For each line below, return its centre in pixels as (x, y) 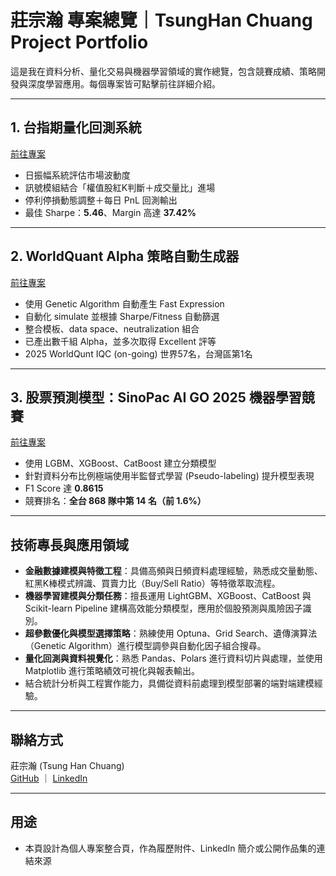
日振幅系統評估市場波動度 (77, 175)
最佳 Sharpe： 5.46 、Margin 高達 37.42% (110, 212)
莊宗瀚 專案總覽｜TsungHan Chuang (161, 20)
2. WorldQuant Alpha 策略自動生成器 (125, 256)
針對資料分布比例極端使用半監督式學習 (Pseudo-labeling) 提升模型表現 (169, 476)
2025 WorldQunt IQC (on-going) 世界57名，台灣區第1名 (138, 353)
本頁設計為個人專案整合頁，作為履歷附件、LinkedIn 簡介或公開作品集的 (170, 848)
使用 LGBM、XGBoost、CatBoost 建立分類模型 (120, 463)
